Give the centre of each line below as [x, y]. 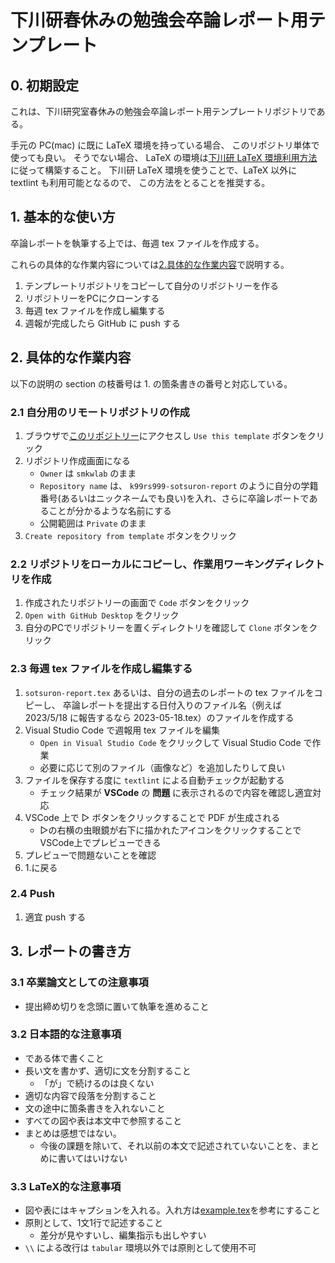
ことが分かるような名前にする [110, 510]
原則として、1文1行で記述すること [94, 1223]
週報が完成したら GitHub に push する [102, 323]
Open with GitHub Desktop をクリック [102, 615]
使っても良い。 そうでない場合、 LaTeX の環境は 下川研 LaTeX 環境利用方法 [164, 157]
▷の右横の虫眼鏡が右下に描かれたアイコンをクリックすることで [170, 830]
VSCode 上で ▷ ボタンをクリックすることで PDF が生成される [152, 817]
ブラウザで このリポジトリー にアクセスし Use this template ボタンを [166, 435]
